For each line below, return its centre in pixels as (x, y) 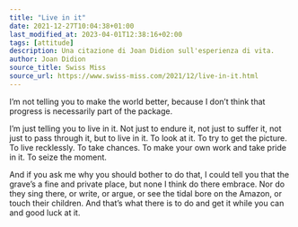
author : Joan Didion (48, 59)
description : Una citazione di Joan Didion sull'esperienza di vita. (142, 51)
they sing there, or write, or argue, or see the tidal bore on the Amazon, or (146, 193)
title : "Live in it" (48, 17)
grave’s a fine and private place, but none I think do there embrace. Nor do (147, 184)
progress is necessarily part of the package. (91, 111)
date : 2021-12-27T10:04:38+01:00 (72, 26)
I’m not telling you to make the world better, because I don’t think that (137, 101)
